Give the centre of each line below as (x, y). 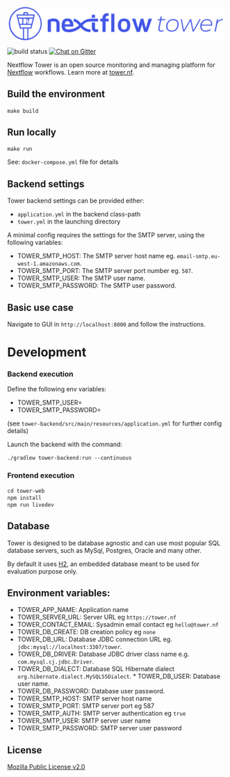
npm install (24, 498)
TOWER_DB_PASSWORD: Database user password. (91, 691)
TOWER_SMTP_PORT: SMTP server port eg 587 (86, 706)
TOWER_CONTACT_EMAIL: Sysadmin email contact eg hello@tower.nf (118, 625)
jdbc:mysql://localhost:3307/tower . (70, 647)
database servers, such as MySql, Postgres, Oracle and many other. (105, 550)
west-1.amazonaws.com (48, 264)
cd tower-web (26, 491)
